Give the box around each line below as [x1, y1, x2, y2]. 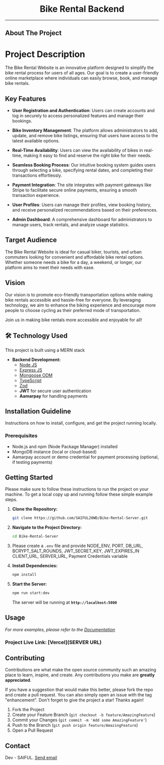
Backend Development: [12, 357, 61, 362]
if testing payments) [12, 459, 53, 465]
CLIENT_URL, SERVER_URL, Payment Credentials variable [12, 553, 128, 559]
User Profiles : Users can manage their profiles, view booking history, [12, 202, 151, 208]
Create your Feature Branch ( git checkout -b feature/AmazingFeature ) [12, 712, 156, 718]
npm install [12, 572, 37, 577]
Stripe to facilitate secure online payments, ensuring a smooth [12, 187, 137, 193]
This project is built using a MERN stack [5, 347, 85, 353]
